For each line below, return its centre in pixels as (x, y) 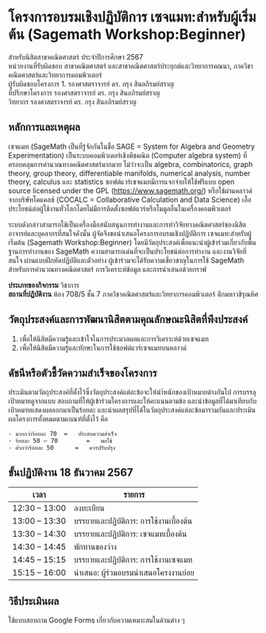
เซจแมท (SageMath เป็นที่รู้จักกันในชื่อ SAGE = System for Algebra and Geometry (132, 146)
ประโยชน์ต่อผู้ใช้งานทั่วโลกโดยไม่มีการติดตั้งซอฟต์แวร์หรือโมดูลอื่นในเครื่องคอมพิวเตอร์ (120, 208)
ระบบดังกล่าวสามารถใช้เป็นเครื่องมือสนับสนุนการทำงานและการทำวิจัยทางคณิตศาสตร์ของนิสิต (127, 224)
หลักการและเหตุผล (44, 127)
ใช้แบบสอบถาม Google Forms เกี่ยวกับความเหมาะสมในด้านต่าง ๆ (96, 620)
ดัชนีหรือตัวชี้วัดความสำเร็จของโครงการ (83, 373)
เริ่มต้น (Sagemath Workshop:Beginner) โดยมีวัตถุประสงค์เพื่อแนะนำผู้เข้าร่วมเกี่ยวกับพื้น (132, 242)
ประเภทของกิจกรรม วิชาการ (44, 285)
